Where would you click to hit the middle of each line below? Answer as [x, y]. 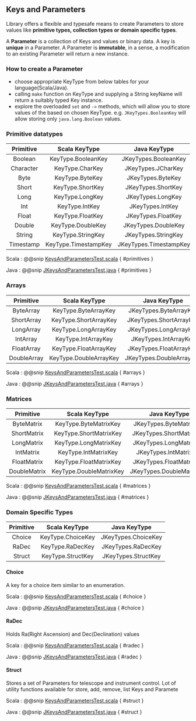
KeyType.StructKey [68, 556]
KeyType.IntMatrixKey [88, 452]
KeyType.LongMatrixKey [88, 443]
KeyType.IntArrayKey [84, 339]
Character [24, 168]
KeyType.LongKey [79, 197]
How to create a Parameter [45, 68]
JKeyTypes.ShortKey [154, 188]
